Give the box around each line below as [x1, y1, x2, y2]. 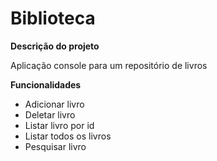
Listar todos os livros [24, 130, 112, 142]
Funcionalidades [10, 78, 82, 91]
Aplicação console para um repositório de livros [10, 59, 208, 71]
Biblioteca [10, 7, 96, 30]
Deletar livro [24, 108, 76, 121]
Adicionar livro [24, 98, 85, 110]
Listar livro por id [24, 119, 95, 131]
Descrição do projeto [10, 40, 100, 52]
